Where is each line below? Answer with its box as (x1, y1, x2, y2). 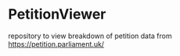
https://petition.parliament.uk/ (8, 39, 104, 48)
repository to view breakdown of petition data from (8, 31, 172, 40)
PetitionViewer (8, 5, 106, 23)
